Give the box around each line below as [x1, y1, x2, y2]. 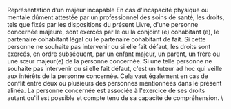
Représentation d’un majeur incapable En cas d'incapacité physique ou [7, 6, 209, 14]
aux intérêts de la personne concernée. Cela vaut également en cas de [7, 72, 208, 80]
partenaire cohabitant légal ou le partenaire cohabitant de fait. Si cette [7, 35, 206, 43]
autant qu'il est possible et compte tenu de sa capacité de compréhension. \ [7, 94, 223, 102]
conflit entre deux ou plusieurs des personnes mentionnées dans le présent [7, 79, 222, 87]
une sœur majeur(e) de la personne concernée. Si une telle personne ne [7, 57, 212, 65]
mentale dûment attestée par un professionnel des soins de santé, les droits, [7, 13, 225, 21]
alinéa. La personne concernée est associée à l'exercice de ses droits [7, 86, 205, 95]
